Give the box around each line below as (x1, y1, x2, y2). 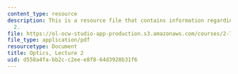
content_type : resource (7, 10, 78, 18)
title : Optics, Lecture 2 (7, 50, 84, 57)
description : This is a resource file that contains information (7, 17, 204, 24)
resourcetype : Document (7, 43, 78, 50)
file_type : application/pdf (7, 37, 91, 44)
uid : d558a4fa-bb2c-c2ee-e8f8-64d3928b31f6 (7, 56, 138, 63)
